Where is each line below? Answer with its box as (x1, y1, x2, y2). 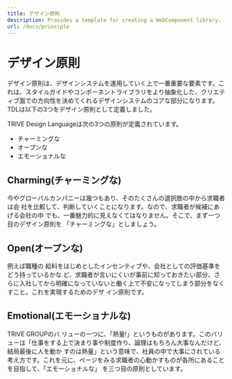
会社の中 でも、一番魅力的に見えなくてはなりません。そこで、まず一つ (19, 211, 220, 220)
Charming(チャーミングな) (7, 174, 122, 186)
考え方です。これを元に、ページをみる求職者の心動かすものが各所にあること (7, 355, 225, 364)
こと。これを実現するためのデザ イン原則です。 (12, 288, 148, 296)
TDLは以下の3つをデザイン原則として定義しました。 (7, 105, 157, 114)
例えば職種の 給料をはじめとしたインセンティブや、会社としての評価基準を (7, 261, 221, 270)
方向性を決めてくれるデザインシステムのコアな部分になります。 (37, 96, 219, 105)
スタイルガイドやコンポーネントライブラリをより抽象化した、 (25, 88, 202, 96)
